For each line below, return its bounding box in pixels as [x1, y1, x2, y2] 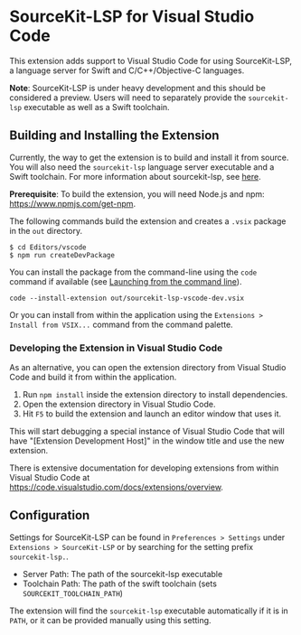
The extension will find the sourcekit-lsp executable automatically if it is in [9, 605, 289, 616]
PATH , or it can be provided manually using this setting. [9, 614, 212, 625]
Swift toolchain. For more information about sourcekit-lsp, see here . [9, 171, 261, 182]
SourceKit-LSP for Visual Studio [9, 6, 255, 27]
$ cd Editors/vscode [9, 242, 88, 252]
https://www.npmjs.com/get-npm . [9, 198, 136, 209]
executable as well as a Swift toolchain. [24, 101, 170, 112]
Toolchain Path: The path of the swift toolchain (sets [22, 578, 217, 589]
